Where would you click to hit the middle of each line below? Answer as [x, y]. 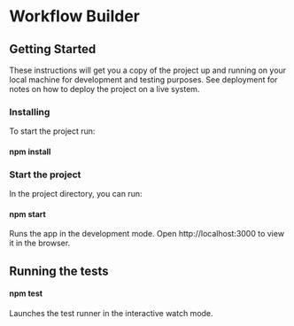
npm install [30, 151]
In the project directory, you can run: [76, 194]
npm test [26, 293]
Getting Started [53, 49]
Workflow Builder [74, 16]
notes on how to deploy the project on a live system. [104, 89]
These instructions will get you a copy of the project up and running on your [147, 70]
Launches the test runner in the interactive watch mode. [112, 313]
